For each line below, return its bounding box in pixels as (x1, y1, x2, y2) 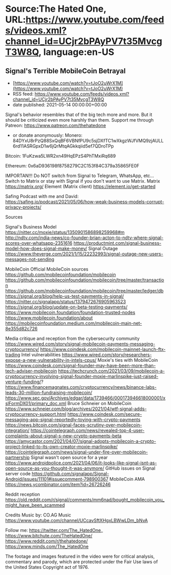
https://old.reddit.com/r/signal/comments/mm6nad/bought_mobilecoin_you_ (5, 497, 165, 503)
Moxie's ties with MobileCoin (97, 357, 158, 363)
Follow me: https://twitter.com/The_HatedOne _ (5, 527, 103, 533)
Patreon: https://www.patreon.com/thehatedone (5, 123, 106, 128)
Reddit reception (5, 492, 40, 497)
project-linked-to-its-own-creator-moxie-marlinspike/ (5, 444, 118, 449)
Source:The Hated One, (5, 3, 106, 15)
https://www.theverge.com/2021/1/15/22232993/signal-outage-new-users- (5, 251, 163, 257)
